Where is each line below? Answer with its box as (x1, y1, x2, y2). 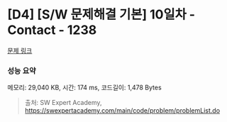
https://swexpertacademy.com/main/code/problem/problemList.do (24, 106, 221, 115)
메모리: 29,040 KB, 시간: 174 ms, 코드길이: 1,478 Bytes (7, 83, 162, 92)
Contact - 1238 (7, 22, 97, 38)
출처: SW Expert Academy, (24, 99, 102, 107)
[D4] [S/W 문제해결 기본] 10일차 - (7, 6, 196, 23)
